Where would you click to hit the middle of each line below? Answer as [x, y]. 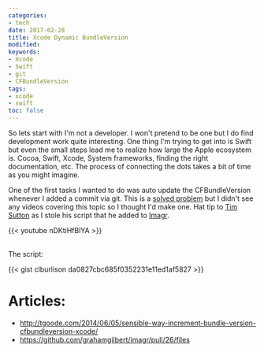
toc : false [26, 111]
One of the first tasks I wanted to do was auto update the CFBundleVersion [130, 190]
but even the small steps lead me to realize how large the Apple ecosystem [130, 150]
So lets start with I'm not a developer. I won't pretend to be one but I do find [131, 133]
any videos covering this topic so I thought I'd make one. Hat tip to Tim [123, 207]
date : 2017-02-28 [37, 30]
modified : [24, 45]
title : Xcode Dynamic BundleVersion [68, 37]
